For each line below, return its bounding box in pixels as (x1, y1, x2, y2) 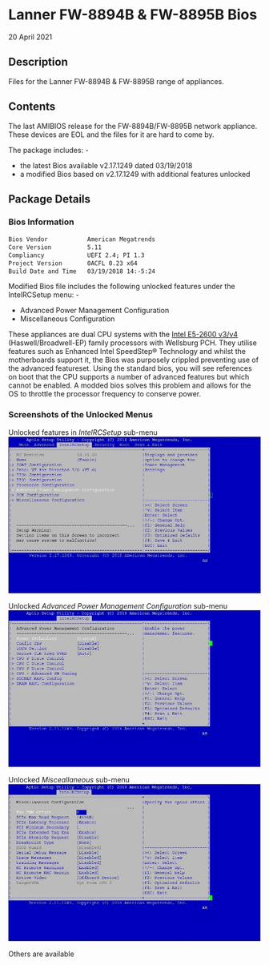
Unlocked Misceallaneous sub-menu (8, 775, 130, 785)
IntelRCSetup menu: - (8, 290, 80, 300)
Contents (8, 100, 56, 114)
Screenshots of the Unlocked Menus (8, 409, 154, 420)
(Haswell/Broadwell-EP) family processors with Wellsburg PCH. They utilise (8, 338, 258, 348)
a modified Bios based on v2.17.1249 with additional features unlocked (19, 169, 251, 179)
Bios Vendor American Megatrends (8, 235, 156, 243)
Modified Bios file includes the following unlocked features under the (8, 282, 235, 292)
